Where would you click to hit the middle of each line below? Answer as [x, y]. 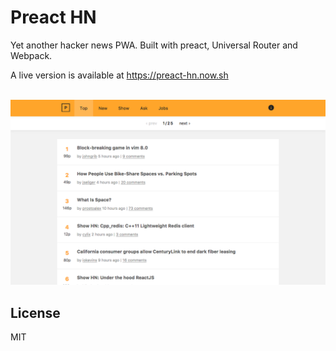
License [35, 312]
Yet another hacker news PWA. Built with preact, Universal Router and [154, 45]
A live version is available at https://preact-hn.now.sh [119, 75]
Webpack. [31, 55]
